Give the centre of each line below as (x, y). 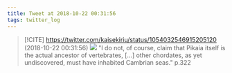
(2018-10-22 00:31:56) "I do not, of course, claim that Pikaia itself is (125, 48)
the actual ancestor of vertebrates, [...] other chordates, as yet (113, 55)
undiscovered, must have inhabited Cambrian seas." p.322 (108, 62)
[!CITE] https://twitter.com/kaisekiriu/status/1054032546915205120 (120, 39)
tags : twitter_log (34, 20)
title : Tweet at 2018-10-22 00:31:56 (62, 13)
